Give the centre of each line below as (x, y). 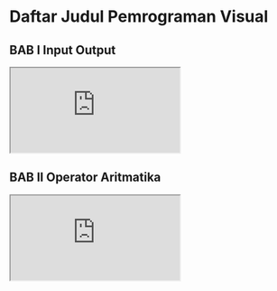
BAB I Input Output (63, 50)
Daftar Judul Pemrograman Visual (139, 17)
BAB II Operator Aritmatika (85, 178)
